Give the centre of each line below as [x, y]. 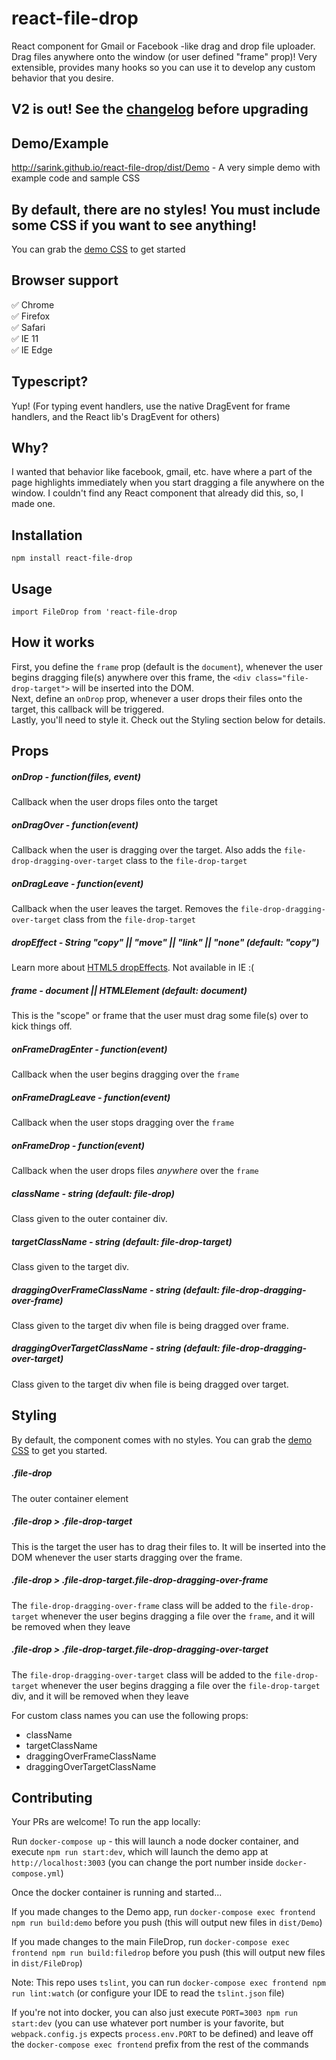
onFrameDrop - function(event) [78, 1145]
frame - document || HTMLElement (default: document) [129, 990]
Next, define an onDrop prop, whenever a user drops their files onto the [157, 698]
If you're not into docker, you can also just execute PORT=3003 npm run [154, 2013]
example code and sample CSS [76, 178]
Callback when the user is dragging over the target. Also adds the [146, 850]
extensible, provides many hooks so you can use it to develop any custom [163, 67]
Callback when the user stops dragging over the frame [123, 1122]
